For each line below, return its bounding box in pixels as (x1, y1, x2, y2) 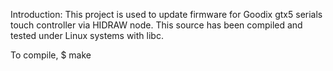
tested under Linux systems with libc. (10, 30, 164, 41)
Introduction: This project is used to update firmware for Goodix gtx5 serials (10, 9, 323, 20)
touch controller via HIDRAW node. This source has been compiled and (10, 19, 303, 31)
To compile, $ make (10, 49, 92, 61)
